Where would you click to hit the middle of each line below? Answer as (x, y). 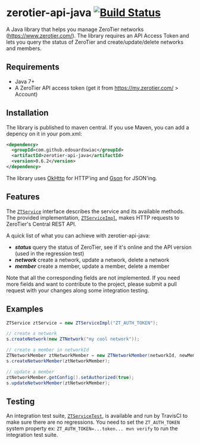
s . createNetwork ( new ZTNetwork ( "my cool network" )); (73, 339)
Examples (25, 309)
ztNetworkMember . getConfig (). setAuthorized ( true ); (70, 377)
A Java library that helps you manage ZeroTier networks (75, 29)
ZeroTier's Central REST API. (41, 224)
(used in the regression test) (49, 253)
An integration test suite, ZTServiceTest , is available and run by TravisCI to (97, 416)
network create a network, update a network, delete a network (92, 260)
